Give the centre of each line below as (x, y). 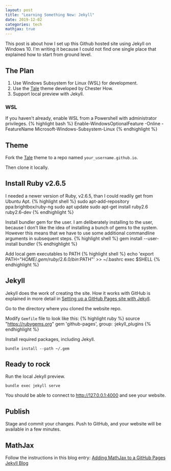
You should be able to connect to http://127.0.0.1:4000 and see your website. (86, 395)
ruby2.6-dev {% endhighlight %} (40, 212)
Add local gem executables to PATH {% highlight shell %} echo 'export (80, 253)
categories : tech (24, 24)
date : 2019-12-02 (24, 19)
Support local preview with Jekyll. (48, 94)
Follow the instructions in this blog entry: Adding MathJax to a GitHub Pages (86, 458)
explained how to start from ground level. (48, 55)
